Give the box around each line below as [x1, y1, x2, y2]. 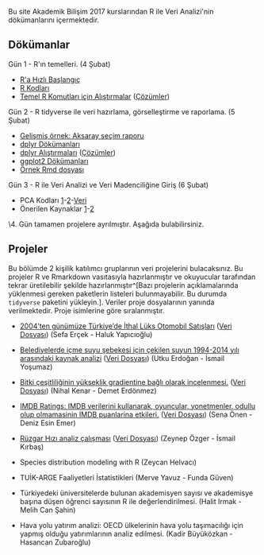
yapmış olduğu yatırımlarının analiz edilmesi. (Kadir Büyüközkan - [19, 529, 233, 538]
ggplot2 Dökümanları [19, 156, 89, 165]
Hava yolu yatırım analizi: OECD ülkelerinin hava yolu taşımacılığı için [19, 520, 244, 530]
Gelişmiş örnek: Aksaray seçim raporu [19, 130, 144, 140]
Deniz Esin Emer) [19, 417, 77, 428]
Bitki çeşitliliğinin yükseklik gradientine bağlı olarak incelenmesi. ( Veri [19, 377, 246, 386]
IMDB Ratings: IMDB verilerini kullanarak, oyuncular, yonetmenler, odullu [19, 401, 256, 410]
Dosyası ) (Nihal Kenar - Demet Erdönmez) [19, 386, 157, 395]
